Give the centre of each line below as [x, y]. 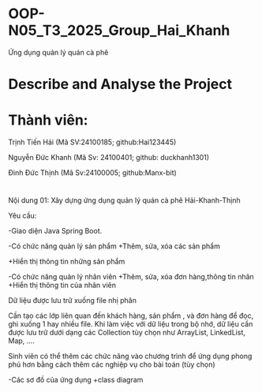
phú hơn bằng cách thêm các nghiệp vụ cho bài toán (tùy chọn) [112, 364]
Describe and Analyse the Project [120, 84]
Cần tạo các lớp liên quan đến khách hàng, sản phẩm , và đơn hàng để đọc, [131, 315]
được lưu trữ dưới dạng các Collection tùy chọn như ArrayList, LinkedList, [127, 333]
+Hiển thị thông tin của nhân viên [62, 286]
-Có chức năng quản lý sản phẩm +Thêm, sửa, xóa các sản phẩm [114, 246]
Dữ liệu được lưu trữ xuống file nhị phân [72, 301]
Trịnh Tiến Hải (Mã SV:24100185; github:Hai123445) [92, 142]
